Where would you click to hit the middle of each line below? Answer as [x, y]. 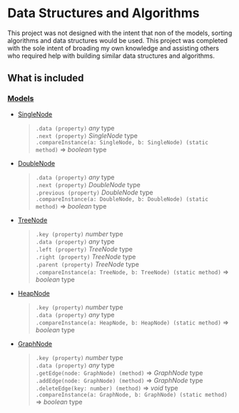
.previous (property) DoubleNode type [94, 192]
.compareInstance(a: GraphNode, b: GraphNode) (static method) [132, 394]
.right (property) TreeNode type [86, 257]
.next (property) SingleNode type [86, 135]
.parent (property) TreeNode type [87, 264]
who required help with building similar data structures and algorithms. [111, 56]
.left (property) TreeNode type [84, 249]
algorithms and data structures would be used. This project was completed [118, 40]
